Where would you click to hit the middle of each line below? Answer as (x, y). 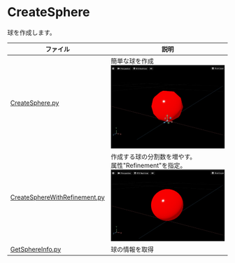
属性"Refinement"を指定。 (149, 165)
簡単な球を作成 (132, 61)
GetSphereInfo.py (36, 249)
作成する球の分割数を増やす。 (154, 156)
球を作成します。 (31, 32)
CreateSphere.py (35, 103)
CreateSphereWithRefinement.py (57, 197)
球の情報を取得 (132, 250)
